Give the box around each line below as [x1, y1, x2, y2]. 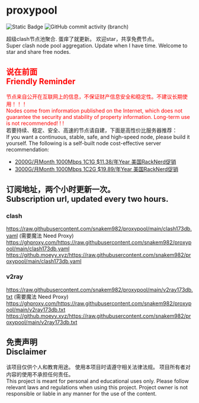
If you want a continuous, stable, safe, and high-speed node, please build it [6, 133, 190, 140]
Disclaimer [6, 347, 47, 357]
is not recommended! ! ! [6, 120, 64, 127]
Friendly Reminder [6, 76, 76, 86]
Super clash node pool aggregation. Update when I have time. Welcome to [6, 42, 188, 49]
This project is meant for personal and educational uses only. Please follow [6, 377, 190, 385]
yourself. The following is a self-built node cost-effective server [6, 140, 162, 147]
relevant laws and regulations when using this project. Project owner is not [6, 383, 188, 391]
